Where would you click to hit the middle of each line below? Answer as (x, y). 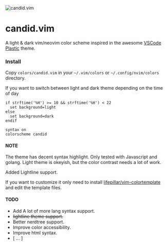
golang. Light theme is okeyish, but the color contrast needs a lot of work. (83, 162)
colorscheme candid (26, 134)
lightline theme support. (38, 216)
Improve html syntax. (35, 233)
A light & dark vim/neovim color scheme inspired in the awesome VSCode (83, 43)
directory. (15, 78)
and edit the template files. (34, 188)
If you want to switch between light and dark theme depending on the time (84, 88)
